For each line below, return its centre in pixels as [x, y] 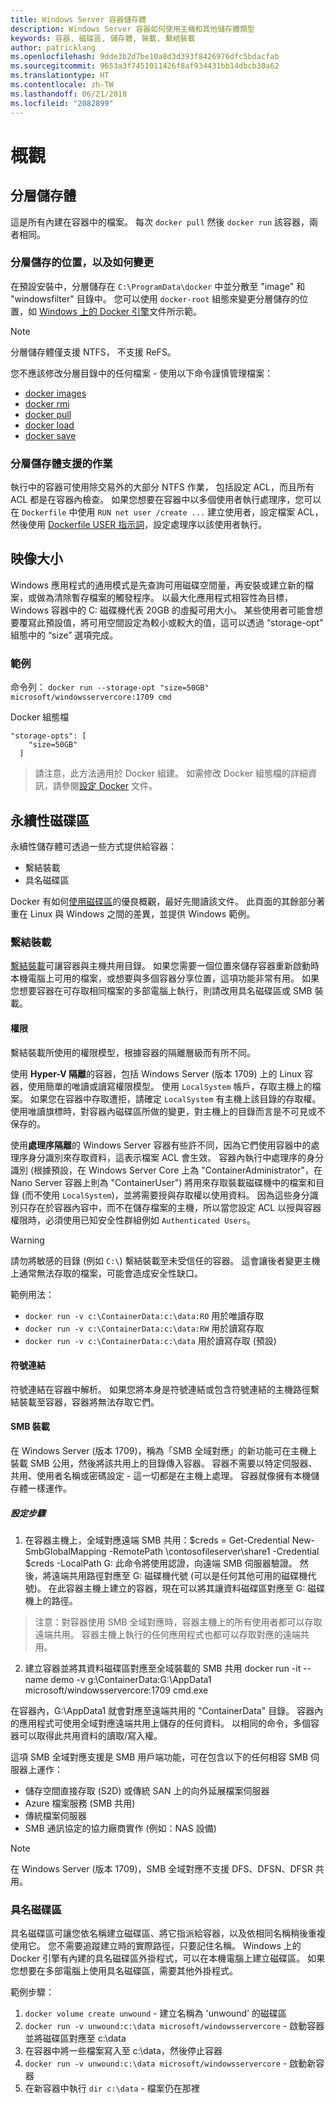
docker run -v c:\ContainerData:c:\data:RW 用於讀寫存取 [144, 1328]
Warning [27, 1240]
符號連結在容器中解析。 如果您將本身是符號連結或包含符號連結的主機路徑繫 [165, 1389]
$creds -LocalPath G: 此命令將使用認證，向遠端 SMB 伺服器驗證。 [161, 1563]
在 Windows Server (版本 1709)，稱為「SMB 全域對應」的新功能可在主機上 [164, 1450]
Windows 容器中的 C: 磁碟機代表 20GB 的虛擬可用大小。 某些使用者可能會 [162, 610]
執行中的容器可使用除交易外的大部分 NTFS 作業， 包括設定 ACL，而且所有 [162, 487]
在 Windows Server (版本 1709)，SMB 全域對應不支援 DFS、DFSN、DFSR [161, 1868]
